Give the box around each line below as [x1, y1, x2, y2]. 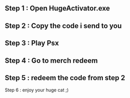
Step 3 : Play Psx [5, 39, 59, 47]
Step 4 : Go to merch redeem [5, 56, 98, 65]
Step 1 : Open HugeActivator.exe [5, 4, 111, 13]
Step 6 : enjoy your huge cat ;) [5, 87, 69, 93]
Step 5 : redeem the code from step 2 [5, 73, 125, 82]
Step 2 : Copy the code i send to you [5, 21, 122, 30]
